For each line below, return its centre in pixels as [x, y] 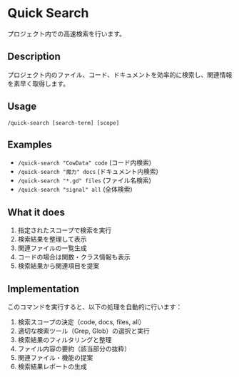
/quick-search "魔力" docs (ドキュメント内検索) [88, 172]
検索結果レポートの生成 [52, 366]
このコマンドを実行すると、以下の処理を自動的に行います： [95, 307]
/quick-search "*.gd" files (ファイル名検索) [85, 180]
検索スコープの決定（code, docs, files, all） [81, 322]
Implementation [44, 289]
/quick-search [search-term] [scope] [63, 123]
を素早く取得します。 [39, 83]
